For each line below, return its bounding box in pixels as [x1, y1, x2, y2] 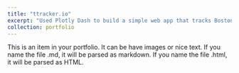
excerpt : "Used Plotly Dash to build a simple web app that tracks [7, 17, 212, 24]
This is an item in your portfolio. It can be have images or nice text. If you [7, 43, 221, 52]
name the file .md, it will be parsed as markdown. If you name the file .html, [7, 50, 228, 59]
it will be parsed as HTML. [7, 58, 84, 67]
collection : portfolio [7, 23, 75, 30]
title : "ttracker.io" [7, 10, 72, 18]
